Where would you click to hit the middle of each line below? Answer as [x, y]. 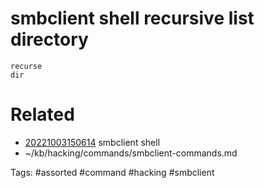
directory [49, 39]
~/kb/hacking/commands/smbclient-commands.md [131, 153]
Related [42, 114]
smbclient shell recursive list [132, 18]
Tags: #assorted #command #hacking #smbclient [112, 172]
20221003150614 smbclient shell [92, 142]
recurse [26, 66]
